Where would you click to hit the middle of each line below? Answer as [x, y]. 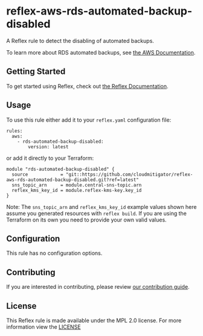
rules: [14, 131]
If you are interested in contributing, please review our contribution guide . [98, 287]
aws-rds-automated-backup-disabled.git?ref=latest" [72, 180]
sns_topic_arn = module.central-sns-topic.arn [77, 185]
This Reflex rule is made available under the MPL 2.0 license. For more [94, 320]
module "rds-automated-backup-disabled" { [60, 169]
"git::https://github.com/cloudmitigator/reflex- [129, 174]
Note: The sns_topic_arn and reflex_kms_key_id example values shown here [101, 206]
